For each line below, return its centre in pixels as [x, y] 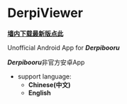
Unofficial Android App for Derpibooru [64, 47]
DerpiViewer [45, 13]
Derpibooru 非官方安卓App [46, 62]
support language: [45, 76]
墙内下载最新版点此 [35, 33]
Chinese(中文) [49, 85]
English [39, 93]
